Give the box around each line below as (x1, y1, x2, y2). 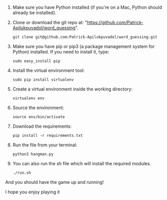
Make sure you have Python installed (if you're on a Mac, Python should (12, 5, 162, 10)
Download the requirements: (12, 123, 72, 129)
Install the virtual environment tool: (12, 68, 85, 73)
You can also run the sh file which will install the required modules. (12, 161, 151, 166)
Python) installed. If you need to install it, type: (12, 49, 109, 55)
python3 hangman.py (12, 152, 54, 157)
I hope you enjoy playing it (5, 189, 60, 195)
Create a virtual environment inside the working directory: (12, 86, 133, 92)
